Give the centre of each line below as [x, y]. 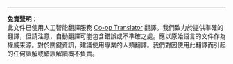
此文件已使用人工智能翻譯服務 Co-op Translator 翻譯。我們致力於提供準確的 [115, 27]
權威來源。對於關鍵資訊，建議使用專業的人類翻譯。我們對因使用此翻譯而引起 [116, 45]
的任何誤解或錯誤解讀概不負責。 [53, 54]
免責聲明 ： [23, 19]
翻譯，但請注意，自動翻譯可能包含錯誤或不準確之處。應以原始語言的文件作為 [116, 36]
